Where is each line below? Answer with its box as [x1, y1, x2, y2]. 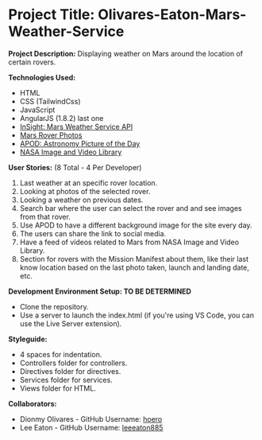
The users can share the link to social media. [19, 228, 167, 238]
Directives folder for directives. [19, 366, 121, 376]
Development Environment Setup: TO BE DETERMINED [8, 286, 192, 296]
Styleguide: [8, 334, 48, 344]
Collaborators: [8, 399, 57, 408]
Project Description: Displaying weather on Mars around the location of [8, 49, 244, 58]
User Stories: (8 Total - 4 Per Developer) [8, 162, 142, 172]
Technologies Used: [8, 72, 76, 82]
